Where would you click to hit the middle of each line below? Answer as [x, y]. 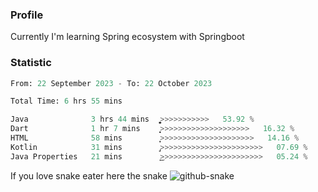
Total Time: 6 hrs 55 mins [66, 101]
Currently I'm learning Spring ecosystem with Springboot [127, 37]
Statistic [31, 63]
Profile [27, 15]
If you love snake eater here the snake [89, 175]
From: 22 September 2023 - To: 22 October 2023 [111, 83]
